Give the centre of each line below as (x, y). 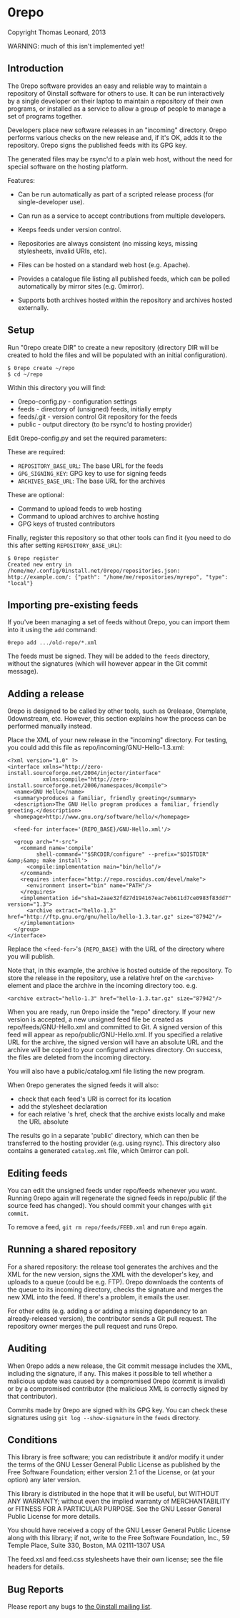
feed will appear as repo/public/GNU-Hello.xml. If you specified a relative (115, 1035)
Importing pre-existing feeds (73, 605)
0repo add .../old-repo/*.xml (52, 643)
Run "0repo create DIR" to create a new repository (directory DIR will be (113, 347)
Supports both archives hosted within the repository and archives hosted (125, 300)
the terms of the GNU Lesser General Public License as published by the (114, 1464)
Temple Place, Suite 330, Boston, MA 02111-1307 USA (86, 1545)
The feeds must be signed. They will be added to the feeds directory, (109, 656)
